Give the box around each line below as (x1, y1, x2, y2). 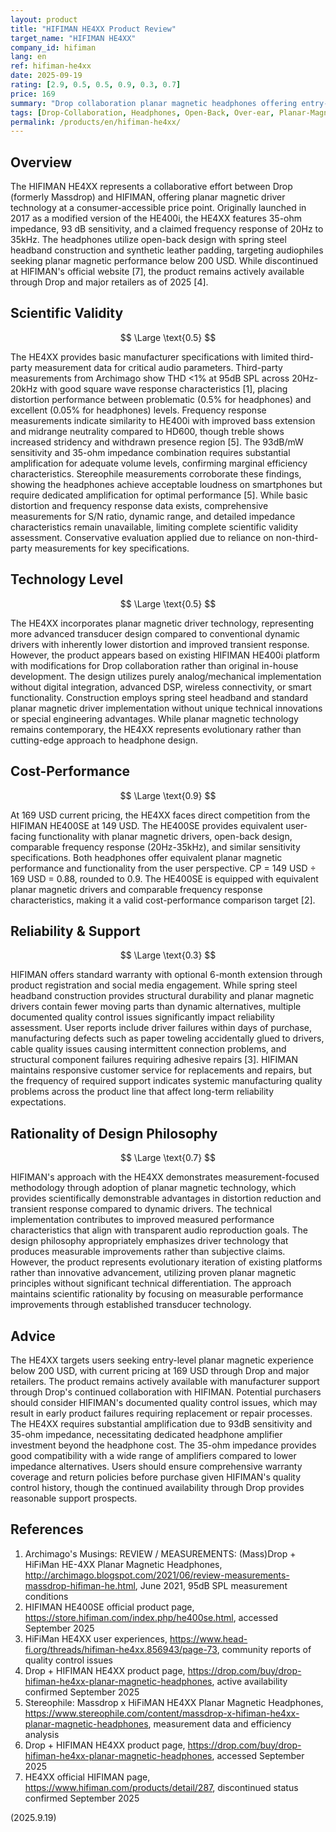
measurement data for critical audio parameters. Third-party (34, 361, 283, 373)
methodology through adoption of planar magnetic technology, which (10, 1182, 297, 1194)
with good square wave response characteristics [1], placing (39, 382, 288, 395)
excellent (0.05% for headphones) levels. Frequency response (10, 404, 267, 416)
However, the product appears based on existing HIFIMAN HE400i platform (10, 649, 320, 661)
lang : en (10, 52, 47, 62)
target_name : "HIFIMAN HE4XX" (10, 33, 137, 43)
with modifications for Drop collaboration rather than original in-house (10, 659, 299, 671)
